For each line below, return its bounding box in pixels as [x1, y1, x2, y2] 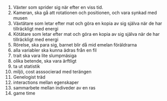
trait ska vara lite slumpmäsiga [13, 53, 77, 59]
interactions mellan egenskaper [13, 79, 79, 85]
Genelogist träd [13, 74, 46, 80]
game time [13, 90, 36, 96]
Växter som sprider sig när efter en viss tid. [13, 5, 103, 10]
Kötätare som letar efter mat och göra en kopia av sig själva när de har [13, 31, 160, 37]
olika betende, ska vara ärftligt [13, 58, 76, 64]
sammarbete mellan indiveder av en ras [13, 85, 96, 90]
